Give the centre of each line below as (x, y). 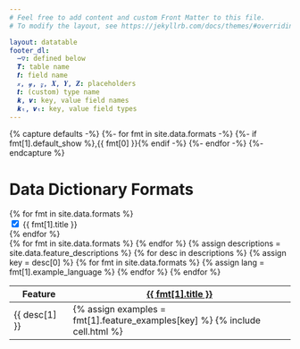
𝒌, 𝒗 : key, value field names (73, 100)
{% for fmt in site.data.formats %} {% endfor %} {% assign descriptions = (145, 243)
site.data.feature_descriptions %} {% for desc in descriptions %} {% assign (148, 253)
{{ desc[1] (35, 315)
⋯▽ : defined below (52, 59)
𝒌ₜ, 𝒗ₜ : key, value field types (77, 108)
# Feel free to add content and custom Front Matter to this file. (137, 17)
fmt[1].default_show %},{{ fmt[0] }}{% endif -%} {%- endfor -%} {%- (137, 143)
